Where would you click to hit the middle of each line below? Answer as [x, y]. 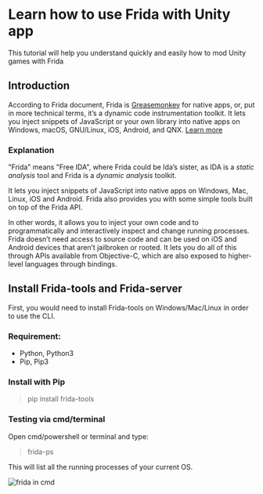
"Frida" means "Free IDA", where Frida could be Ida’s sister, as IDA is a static [131, 167]
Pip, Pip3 [34, 361]
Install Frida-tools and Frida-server [95, 289]
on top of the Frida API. [45, 207]
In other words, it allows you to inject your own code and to [104, 223]
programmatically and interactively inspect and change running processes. [129, 231]
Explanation [31, 150]
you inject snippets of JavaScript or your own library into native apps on [124, 121]
